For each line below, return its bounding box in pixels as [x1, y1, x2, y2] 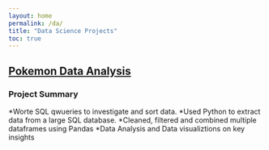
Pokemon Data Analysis [8, 64, 131, 77]
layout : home [8, 11, 53, 20]
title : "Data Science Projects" [8, 27, 117, 35]
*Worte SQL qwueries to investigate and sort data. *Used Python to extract [8, 106, 261, 116]
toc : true [8, 34, 42, 43]
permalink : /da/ [8, 19, 63, 27]
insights [8, 132, 35, 142]
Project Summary [8, 88, 79, 99]
